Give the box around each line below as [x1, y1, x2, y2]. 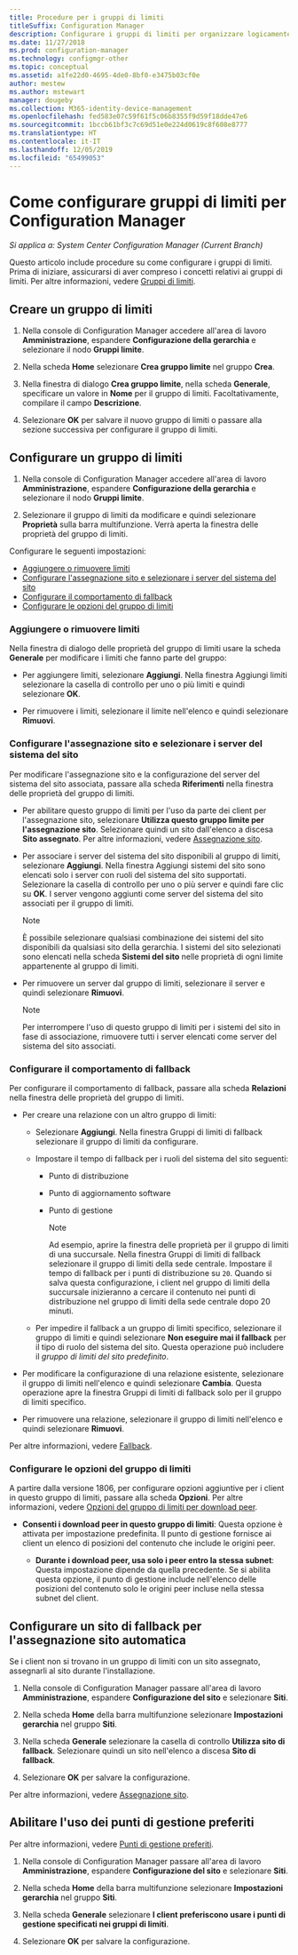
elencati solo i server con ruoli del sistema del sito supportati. [21, 869, 247, 880]
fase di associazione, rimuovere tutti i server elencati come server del [21, 1031, 278, 1041]
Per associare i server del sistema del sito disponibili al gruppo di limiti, [21, 850, 281, 861]
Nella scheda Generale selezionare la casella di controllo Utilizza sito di [21, 1736, 286, 1747]
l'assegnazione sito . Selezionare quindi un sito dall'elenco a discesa [21, 824, 273, 834]
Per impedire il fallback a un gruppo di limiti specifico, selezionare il [35, 1322, 282, 1333]
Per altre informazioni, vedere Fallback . [9, 1440, 153, 1451]
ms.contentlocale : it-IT [9, 137, 101, 146]
